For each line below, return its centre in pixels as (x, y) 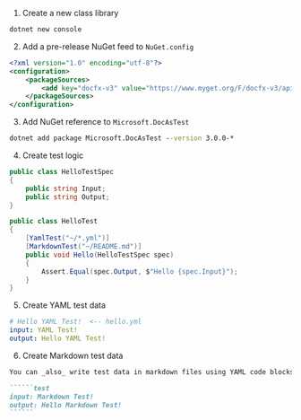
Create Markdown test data (73, 355)
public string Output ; (68, 197)
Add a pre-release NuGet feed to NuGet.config (108, 46)
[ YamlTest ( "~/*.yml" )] (68, 238)
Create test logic (53, 155)
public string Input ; (65, 188)
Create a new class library (70, 13)
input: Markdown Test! (52, 397)
